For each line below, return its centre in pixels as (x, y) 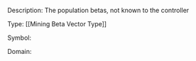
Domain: (20, 51)
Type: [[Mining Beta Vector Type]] (57, 24)
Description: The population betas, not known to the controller (98, 10)
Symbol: (20, 38)
